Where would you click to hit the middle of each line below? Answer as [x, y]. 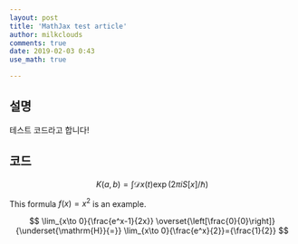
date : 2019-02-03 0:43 [52, 52]
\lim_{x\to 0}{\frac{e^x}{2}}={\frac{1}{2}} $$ [206, 230]
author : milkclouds [46, 34]
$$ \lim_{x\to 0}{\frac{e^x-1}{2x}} [91, 221]
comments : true [38, 43]
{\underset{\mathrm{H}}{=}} [69, 230]
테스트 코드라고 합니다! [49, 130]
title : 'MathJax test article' [68, 26]
